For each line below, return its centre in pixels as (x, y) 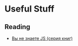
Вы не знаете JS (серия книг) (42, 38)
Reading (17, 27)
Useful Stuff (29, 9)
